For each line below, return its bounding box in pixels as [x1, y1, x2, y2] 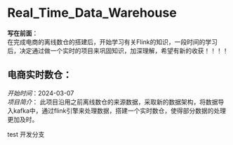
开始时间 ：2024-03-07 [7, 89, 74, 97]
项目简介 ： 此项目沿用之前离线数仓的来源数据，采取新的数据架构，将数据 [7, 97, 218, 106]
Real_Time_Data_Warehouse [7, 5, 177, 21]
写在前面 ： [7, 29, 39, 37]
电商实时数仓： [7, 69, 72, 81]
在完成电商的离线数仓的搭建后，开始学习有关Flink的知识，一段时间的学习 [7, 37, 218, 46]
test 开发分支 [7, 130, 45, 138]
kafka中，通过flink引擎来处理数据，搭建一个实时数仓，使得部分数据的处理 [13, 106, 227, 115]
